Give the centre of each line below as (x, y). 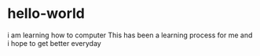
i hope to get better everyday (54, 43)
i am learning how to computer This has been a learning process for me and (130, 35)
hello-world (46, 14)
